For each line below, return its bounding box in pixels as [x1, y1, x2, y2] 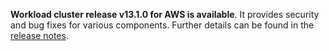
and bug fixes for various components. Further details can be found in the [10, 19, 315, 31]
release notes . [10, 30, 69, 41]
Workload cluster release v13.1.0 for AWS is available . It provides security [10, 9, 320, 20]
